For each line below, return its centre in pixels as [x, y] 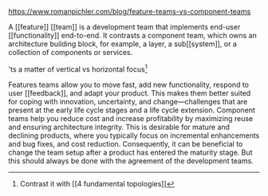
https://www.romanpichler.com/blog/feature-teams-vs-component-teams [130, 12]
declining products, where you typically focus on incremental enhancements [134, 135]
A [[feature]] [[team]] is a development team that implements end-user [124, 27]
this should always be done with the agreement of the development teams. [131, 161]
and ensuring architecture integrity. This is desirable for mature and [119, 127]
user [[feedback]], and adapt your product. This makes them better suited [130, 93]
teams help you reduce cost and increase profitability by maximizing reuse [131, 118]
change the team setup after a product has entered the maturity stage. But [130, 152]
